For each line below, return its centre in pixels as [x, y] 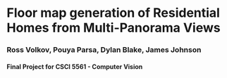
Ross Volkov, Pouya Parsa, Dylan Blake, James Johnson [104, 50]
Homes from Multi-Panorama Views [114, 28]
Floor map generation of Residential [113, 13]
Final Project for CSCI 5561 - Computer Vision [75, 66]
